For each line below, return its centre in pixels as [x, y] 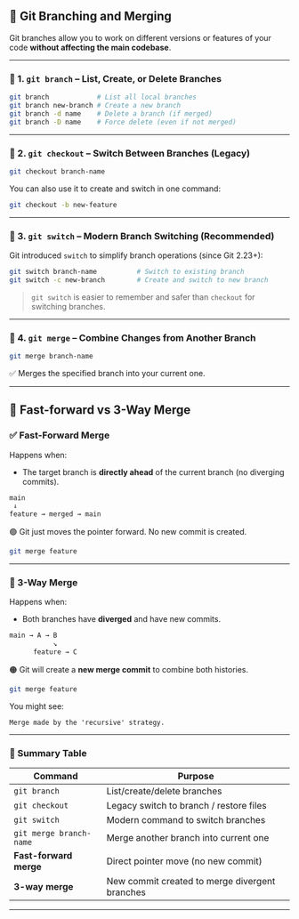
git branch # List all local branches [103, 97]
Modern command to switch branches [186, 820]
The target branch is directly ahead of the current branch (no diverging [153, 472]
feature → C [55, 652]
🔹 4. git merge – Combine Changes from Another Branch [133, 337]
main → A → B [33, 636]
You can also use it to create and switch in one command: [115, 189]
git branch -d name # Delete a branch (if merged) [111, 113]
